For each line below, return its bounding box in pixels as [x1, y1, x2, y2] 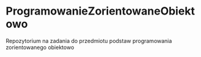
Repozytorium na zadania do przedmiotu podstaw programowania [5, 37, 172, 44]
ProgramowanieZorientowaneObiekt [5, 4, 195, 18]
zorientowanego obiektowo [5, 44, 75, 51]
